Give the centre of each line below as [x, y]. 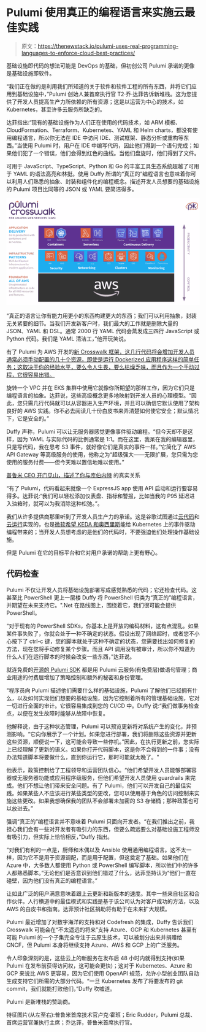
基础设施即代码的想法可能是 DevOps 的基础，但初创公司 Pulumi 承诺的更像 [101, 66]
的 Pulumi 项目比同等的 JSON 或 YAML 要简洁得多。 [72, 189]
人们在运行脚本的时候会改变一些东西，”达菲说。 [76, 657]
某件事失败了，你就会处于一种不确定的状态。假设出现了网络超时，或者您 [97, 633]
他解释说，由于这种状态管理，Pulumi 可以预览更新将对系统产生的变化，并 [99, 726]
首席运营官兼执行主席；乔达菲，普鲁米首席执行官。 [71, 1022]
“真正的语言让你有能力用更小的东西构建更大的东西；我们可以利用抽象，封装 [102, 316]
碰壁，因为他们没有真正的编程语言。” [52, 880]
